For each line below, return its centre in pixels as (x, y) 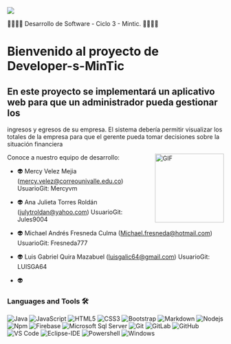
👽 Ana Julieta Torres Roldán (57, 202)
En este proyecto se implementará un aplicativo (111, 91)
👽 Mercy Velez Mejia (47, 171)
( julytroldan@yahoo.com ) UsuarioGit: (70, 212)
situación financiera (35, 144)
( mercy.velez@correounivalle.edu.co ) (70, 181)
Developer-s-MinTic (66, 66)
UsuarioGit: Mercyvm (47, 188)
